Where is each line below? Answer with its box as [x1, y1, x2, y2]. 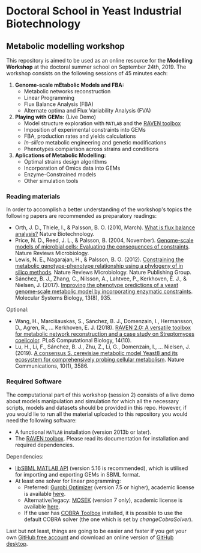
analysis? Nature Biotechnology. [14, 230, 95, 238]
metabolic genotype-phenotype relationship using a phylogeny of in [14, 262, 184, 270]
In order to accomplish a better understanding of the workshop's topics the [6, 206, 192, 213]
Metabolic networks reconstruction [23, 88, 111, 94]
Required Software [6, 377, 62, 386]
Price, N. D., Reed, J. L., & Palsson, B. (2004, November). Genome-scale [14, 236, 194, 244]
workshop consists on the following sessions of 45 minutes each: [6, 70, 168, 76]
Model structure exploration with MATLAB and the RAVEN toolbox [23, 120, 181, 127]
